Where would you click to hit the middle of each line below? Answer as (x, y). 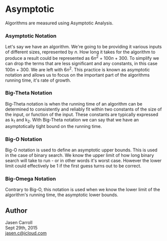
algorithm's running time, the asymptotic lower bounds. (62, 195)
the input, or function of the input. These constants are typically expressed (82, 114)
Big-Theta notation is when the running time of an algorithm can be (74, 104)
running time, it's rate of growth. (38, 80)
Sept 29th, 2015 (21, 228)
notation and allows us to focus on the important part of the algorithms (78, 75)
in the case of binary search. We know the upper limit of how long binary (80, 155)
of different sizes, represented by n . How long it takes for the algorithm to (80, 52)
